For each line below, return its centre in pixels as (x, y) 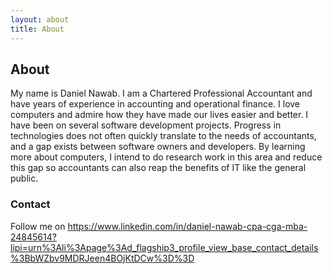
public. (24, 178)
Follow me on (38, 226)
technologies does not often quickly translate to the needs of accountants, (163, 136)
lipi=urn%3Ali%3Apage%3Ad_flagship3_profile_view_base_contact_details (164, 247)
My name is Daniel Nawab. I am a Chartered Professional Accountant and (161, 93)
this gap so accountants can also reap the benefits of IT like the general (158, 168)
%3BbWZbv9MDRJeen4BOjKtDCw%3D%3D (102, 258)
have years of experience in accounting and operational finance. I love (155, 104)
